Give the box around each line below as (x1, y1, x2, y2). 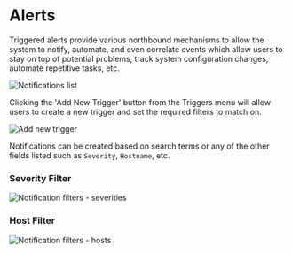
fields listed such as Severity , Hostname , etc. (9, 149, 170, 160)
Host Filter (9, 214, 56, 226)
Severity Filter (9, 172, 72, 184)
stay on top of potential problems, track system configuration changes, (9, 53, 269, 64)
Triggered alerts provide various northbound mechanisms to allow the (9, 34, 264, 45)
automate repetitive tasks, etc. (9, 63, 120, 73)
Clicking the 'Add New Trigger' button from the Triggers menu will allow (9, 96, 272, 107)
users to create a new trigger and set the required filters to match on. (9, 106, 262, 117)
